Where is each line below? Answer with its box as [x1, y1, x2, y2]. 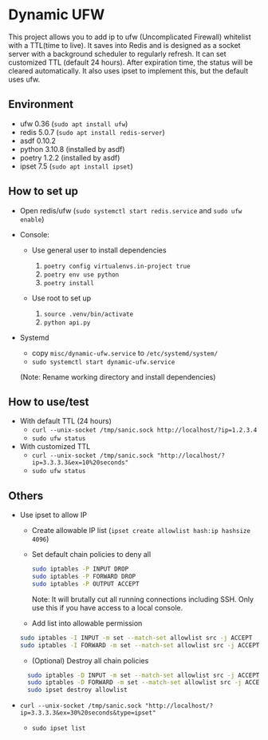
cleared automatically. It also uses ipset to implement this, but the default [8, 66, 249, 75]
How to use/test [8, 395, 89, 408]
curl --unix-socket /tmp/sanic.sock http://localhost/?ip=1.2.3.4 [31, 426, 258, 435]
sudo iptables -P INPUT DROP [31, 565, 129, 573]
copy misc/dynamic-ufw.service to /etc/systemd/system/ [31, 348, 218, 357]
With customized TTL [19, 442, 91, 452]
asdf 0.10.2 [19, 136, 56, 145]
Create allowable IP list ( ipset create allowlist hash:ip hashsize [31, 526, 251, 535]
